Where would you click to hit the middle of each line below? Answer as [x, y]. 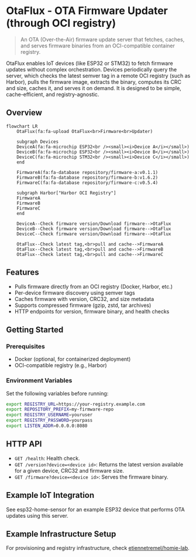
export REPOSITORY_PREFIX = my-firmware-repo [60, 409]
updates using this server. [37, 515]
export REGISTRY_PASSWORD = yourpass [49, 421]
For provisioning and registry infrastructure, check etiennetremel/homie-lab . [98, 548]
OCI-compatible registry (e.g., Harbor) [61, 365]
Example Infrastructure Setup [61, 534]
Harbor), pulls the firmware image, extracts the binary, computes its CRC [94, 82]
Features [23, 273]
